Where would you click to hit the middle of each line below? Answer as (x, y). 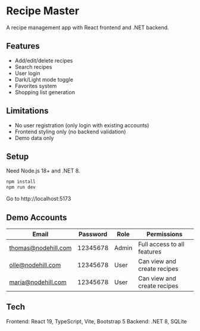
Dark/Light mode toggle (44, 79)
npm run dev (21, 188)
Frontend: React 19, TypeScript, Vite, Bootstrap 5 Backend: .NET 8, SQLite (97, 321)
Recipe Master (43, 11)
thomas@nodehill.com (40, 248)
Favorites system (36, 86)
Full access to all (161, 244)
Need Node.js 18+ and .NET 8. (43, 171)
